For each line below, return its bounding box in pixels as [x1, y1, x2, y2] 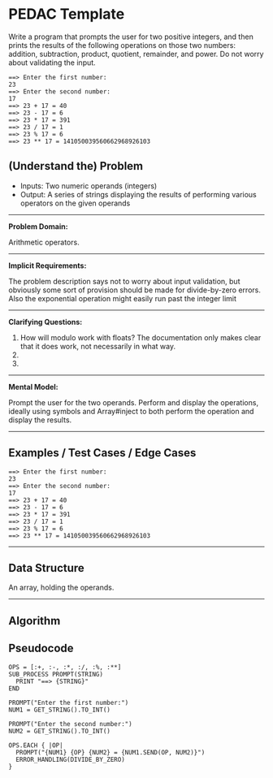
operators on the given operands [19, 198, 131, 208]
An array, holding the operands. [8, 582, 115, 593]
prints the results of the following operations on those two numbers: [8, 40, 236, 50]
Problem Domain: [8, 221, 68, 231]
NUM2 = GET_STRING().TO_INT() [8, 727, 111, 735]
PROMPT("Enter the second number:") [8, 720, 132, 728]
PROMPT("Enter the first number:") [8, 698, 129, 707]
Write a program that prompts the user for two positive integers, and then [8, 32, 253, 41]
